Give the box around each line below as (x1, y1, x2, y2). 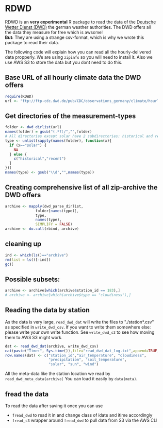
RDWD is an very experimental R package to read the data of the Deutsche (5, 19, 156, 25)
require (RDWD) (5, 94, 34, 99)
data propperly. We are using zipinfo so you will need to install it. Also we (5, 54, 153, 60)
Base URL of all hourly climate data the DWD (5, 73, 141, 82)
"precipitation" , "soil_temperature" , (48, 358, 127, 362)
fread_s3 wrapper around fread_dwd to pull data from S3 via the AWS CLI (12, 417, 158, 423)
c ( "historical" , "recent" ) (14, 156, 66, 161)
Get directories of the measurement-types (5, 112, 136, 120)
